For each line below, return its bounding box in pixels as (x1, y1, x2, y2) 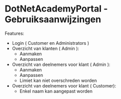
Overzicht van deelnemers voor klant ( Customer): (12, 82, 116, 88)
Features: (5, 30, 25, 36)
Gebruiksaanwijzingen (5, 14, 101, 25)
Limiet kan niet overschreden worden (19, 77, 97, 83)
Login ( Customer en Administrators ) (12, 40, 89, 46)
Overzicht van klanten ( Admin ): (12, 45, 79, 51)
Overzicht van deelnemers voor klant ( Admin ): (12, 61, 110, 67)
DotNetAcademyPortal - (5, 3, 108, 15)
